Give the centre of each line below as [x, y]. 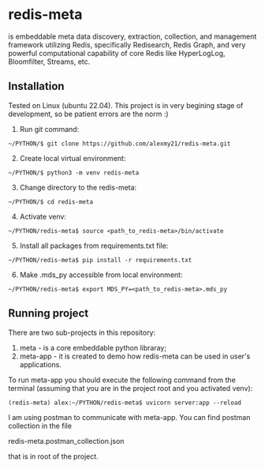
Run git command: [49, 129]
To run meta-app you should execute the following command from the [122, 380]
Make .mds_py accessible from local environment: [101, 275]
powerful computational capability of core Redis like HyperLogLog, [117, 53]
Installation [36, 86]
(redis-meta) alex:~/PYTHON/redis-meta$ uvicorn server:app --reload [125, 403]
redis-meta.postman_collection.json [66, 441]
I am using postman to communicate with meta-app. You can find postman [129, 417]
